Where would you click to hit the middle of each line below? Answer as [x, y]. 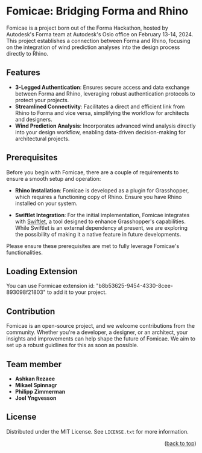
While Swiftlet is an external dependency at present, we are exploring [101, 227]
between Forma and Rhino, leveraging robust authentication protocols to [105, 93]
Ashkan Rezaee [35, 379]
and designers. [33, 119]
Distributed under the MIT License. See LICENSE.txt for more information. [97, 431]
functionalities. [25, 252]
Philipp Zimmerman [40, 392]
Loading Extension [42, 271]
